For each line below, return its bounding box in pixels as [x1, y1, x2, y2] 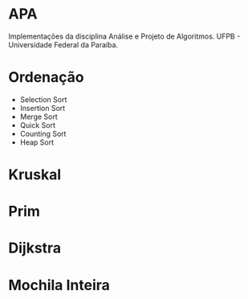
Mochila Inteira [8, 276, 111, 294]
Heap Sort [19, 137, 55, 147]
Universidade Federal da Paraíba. [8, 39, 119, 49]
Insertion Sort [19, 103, 66, 113]
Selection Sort [19, 94, 67, 104]
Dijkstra [8, 239, 62, 257]
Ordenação [8, 68, 84, 87]
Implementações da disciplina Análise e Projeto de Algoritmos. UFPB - [8, 31, 241, 41]
